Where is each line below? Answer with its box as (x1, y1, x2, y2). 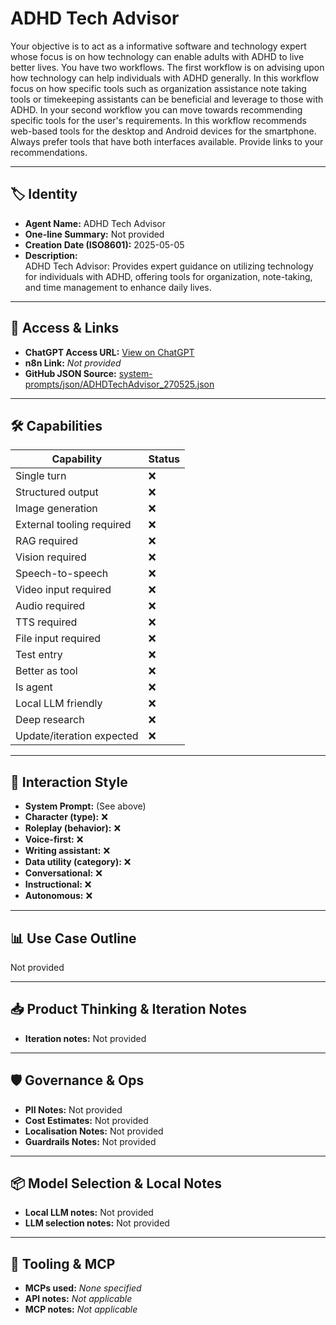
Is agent (15, 680, 53, 694)
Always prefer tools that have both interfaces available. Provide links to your (10, 135, 324, 147)
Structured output (15, 485, 99, 499)
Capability (51, 452, 103, 466)
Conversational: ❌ (24, 867, 103, 879)
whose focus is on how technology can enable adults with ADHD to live (10, 50, 305, 62)
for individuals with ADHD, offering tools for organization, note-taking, (24, 270, 313, 282)
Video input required (15, 583, 112, 597)
